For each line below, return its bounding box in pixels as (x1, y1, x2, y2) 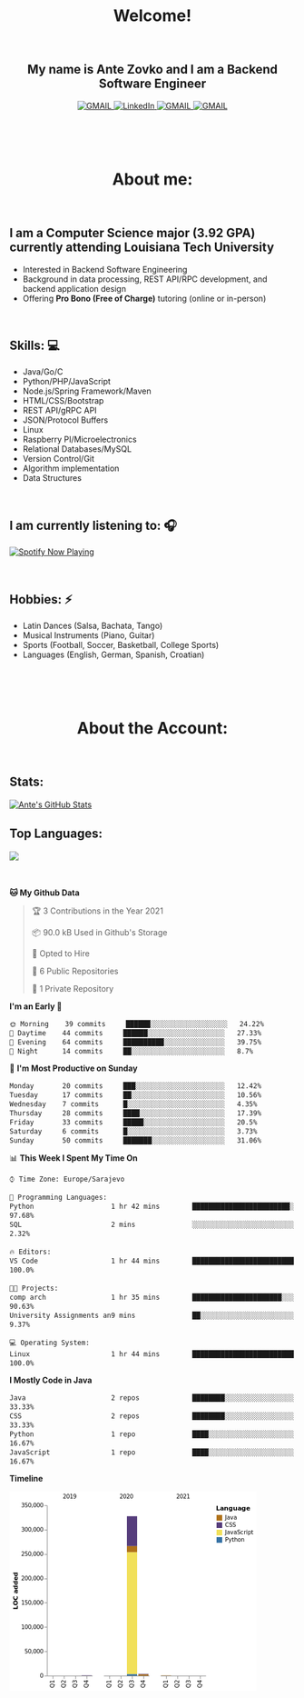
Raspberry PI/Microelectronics (22, 434, 138, 445)
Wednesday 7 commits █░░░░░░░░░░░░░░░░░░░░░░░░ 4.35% (9, 1100, 258, 1109)
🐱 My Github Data (9, 887, 80, 898)
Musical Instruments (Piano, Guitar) (22, 629, 155, 641)
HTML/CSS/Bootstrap (22, 395, 104, 406)
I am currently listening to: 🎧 (9, 517, 177, 533)
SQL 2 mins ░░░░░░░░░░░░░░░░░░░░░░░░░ (9, 1220, 295, 1230)
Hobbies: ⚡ (9, 592, 73, 607)
